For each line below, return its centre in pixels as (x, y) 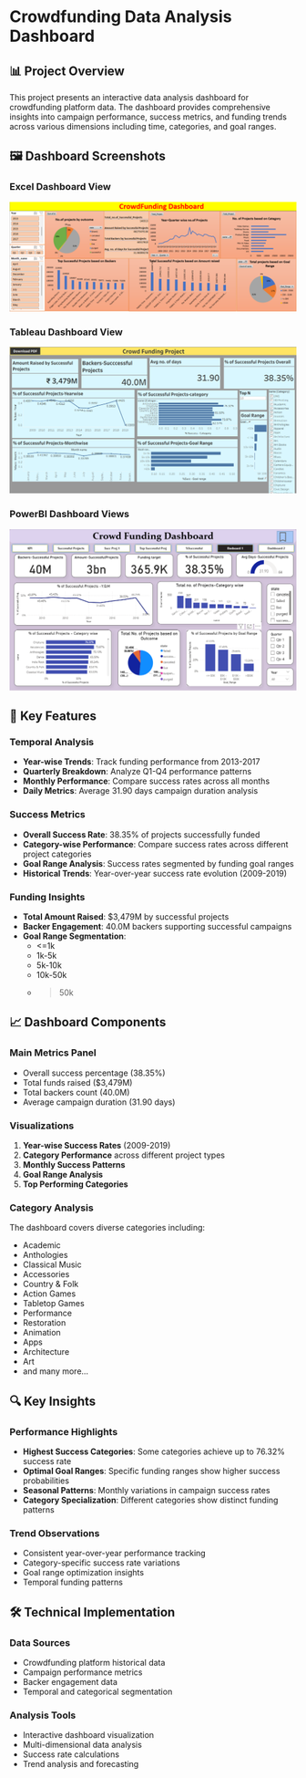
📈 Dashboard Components (88, 1022)
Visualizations (42, 1126)
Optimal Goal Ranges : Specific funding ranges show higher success (151, 1471)
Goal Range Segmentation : (74, 936)
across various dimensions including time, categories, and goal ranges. (143, 126)
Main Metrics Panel (53, 1053)
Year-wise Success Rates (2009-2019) (97, 1145)
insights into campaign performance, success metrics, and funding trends (148, 117)
